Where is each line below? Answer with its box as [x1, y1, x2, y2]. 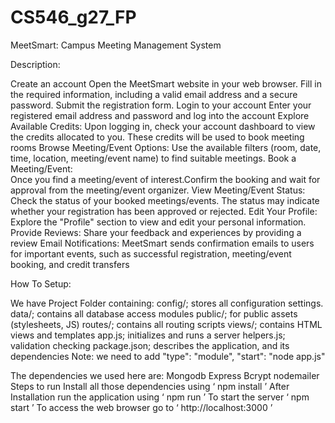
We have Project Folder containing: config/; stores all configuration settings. [10, 297, 324, 309]
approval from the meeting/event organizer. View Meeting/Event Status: [10, 184, 306, 196]
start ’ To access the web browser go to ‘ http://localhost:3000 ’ [10, 401, 273, 413]
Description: [10, 58, 61, 70]
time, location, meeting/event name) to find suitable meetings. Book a [10, 152, 297, 164]
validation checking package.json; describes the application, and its [10, 339, 290, 351]
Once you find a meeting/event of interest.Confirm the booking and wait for [10, 173, 321, 185]
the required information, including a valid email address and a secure [10, 88, 298, 100]
